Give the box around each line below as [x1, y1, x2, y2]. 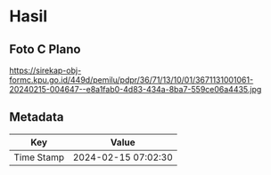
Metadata [9, 109, 64, 125]
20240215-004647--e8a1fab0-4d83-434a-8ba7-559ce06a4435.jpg [9, 84, 262, 94]
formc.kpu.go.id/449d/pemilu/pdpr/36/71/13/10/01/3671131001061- [9, 75, 254, 85]
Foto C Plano [9, 42, 81, 57]
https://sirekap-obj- [9, 65, 82, 76]
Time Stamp [13, 151, 65, 163]
